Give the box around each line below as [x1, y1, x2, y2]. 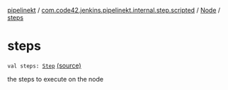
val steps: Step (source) [7, 61, 81, 70]
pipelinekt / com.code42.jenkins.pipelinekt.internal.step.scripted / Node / [7, 6, 221, 14]
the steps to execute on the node [7, 75, 104, 83]
